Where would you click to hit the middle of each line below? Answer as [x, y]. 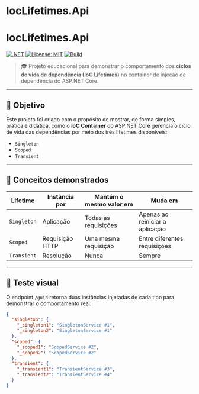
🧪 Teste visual [33, 283]
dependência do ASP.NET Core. [60, 81]
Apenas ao [154, 214]
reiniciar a [153, 221]
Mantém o [109, 196]
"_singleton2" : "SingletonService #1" [65, 331]
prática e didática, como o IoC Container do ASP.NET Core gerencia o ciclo [98, 125]
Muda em [164, 201]
